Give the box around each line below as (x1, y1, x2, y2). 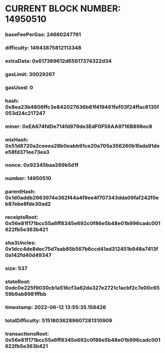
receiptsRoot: (5, 214, 38, 221)
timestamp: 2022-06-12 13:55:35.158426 (5, 304, 106, 311)
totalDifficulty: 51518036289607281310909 (5, 317, 112, 324)
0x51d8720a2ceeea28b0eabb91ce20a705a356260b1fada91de (5, 142, 160, 149)
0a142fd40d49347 (5, 252, 52, 259)
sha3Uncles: (5, 239, 36, 246)
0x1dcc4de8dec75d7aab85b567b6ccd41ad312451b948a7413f (5, 245, 159, 252)
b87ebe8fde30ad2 (5, 200, 51, 207)
